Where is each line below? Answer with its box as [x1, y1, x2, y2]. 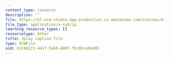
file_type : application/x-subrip [5, 22, 77, 27]
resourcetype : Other [5, 31, 50, 36]
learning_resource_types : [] [5, 27, 68, 32]
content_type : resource [5, 7, 56, 13]
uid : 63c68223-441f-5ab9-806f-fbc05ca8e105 [5, 46, 100, 51]
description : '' [5, 12, 40, 17]
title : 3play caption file [5, 36, 63, 42]
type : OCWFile [5, 41, 36, 46]
